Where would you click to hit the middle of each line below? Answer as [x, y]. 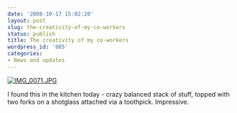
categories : [25, 54]
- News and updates [36, 60]
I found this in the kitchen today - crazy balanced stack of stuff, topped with [118, 94]
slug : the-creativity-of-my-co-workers [67, 27]
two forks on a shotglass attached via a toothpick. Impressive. [98, 102]
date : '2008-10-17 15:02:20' [51, 14]
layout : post [27, 21]
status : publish [31, 34]
